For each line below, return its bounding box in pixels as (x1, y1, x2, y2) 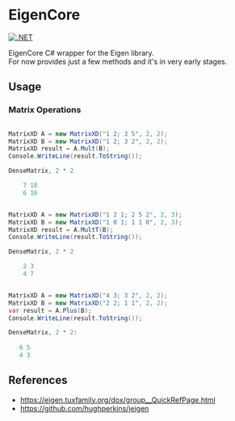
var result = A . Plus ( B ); (8, 306, 92, 314)
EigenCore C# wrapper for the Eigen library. (8, 48, 155, 57)
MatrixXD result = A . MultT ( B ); (8, 225, 114, 234)
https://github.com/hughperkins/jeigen (19, 403, 149, 413)
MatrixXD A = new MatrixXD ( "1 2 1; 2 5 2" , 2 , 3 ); (8, 210, 183, 219)
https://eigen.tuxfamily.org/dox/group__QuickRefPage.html (19, 394, 216, 405)
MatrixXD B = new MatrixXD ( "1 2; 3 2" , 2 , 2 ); (8, 137, 168, 145)
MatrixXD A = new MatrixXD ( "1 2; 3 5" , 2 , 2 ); (8, 129, 168, 138)
